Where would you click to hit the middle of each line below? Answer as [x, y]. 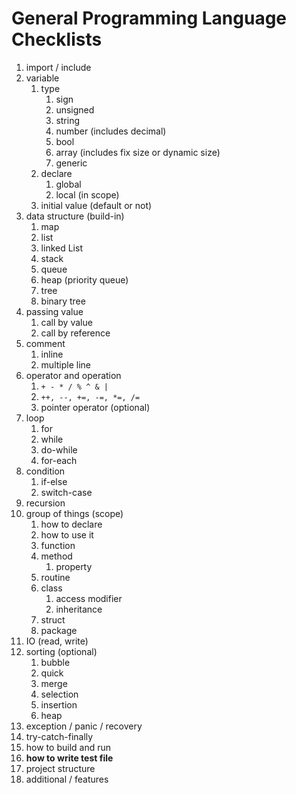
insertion [59, 704]
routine [55, 577]
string [68, 120]
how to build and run [68, 747]
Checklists [57, 39]
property [74, 566]
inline [52, 354]
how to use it [67, 534]
